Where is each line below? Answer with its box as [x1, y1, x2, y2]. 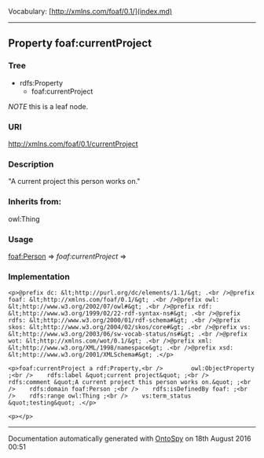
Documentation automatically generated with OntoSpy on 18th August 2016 [8, 434, 251, 443]
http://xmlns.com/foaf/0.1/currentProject [8, 139, 139, 148]
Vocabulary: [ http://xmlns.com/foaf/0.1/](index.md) [8, 7, 173, 16]
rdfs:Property [19, 78, 64, 87]
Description [8, 159, 54, 170]
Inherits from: [8, 196, 61, 207]
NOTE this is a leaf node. [8, 101, 89, 111]
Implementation [8, 271, 71, 282]
